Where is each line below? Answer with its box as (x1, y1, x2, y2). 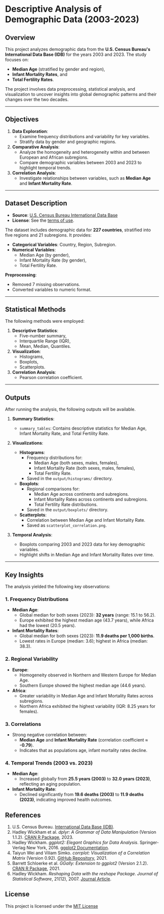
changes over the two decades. (5, 96, 69, 102)
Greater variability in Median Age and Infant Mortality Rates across (19, 693, 154, 698)
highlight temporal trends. (19, 165, 72, 170)
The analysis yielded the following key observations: (5, 584, 111, 590)
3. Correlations (5, 721, 41, 727)
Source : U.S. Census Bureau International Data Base (12, 212, 118, 218)
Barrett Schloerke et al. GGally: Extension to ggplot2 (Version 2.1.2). (12, 861, 148, 866)
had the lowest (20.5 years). (19, 623, 76, 628)
